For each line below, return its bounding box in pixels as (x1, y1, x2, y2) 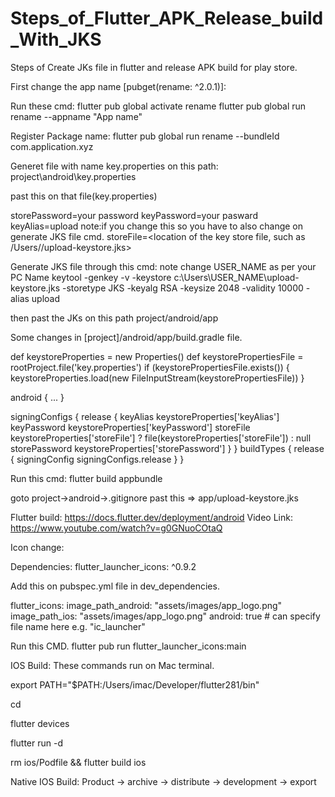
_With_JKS (10, 28, 102, 51)
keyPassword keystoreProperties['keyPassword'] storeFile (10, 421, 251, 433)
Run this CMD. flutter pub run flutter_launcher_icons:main (10, 640, 247, 652)
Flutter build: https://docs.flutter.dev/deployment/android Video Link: (10, 511, 293, 523)
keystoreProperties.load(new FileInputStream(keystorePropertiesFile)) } (10, 372, 305, 384)
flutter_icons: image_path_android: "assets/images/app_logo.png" (10, 599, 283, 611)
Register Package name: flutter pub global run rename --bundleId (10, 130, 280, 142)
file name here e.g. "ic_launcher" (10, 620, 146, 632)
